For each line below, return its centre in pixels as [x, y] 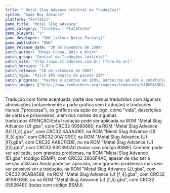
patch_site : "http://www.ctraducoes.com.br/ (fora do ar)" [69, 61]
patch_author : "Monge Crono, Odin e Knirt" [52, 52]
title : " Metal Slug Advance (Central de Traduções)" [63, 10]
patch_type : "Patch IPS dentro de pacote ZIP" [55, 76]
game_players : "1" [25, 33]
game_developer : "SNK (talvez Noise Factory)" [55, 38]
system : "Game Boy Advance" [35, 15]
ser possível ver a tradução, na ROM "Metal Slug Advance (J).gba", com [80, 169]
